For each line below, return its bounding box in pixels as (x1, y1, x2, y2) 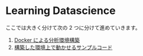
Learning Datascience (5, 4, 116, 17)
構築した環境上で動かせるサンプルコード (14, 44, 113, 51)
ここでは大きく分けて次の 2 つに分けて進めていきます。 (5, 24, 141, 31)
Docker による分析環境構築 (14, 36, 80, 43)
